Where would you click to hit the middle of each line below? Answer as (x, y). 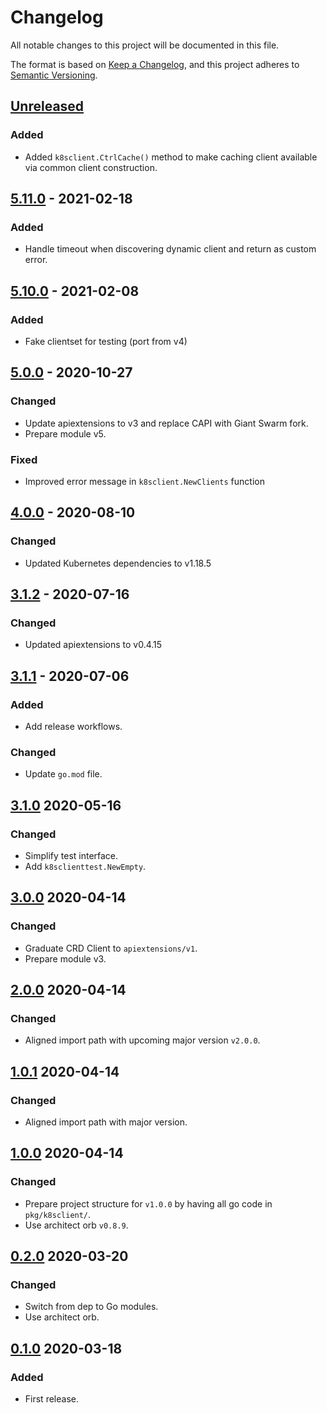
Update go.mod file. (63, 774)
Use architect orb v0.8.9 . (76, 1225)
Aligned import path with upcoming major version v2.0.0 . (142, 1040)
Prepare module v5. (65, 433)
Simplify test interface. (71, 856)
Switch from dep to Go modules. (91, 1307)
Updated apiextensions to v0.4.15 (93, 645)
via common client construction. (91, 167)
